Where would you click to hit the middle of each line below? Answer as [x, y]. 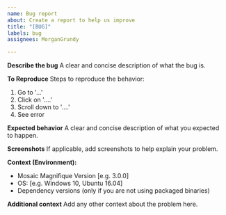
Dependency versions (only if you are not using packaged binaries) [113, 191]
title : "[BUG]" [29, 26]
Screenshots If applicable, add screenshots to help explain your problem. [113, 149]
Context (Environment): [42, 162]
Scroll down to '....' [44, 107]
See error [31, 115]
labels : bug [24, 33]
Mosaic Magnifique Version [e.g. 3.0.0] [73, 176]
